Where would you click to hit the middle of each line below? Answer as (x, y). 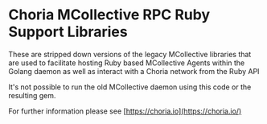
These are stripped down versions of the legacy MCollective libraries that (130, 54)
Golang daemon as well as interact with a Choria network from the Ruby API (134, 71)
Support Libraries (68, 32)
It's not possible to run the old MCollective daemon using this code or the (130, 87)
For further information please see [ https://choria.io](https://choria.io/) (125, 111)
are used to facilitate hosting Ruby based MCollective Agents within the (127, 63)
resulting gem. (32, 95)
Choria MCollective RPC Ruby (109, 15)
